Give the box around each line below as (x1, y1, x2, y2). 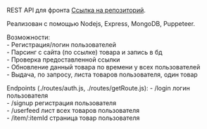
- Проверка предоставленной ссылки (6, 55, 120, 64)
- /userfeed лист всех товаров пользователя (6, 107, 140, 114)
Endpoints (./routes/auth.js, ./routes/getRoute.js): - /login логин (6, 84, 191, 92)
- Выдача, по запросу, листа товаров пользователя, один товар (6, 70, 198, 79)
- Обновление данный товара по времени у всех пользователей (6, 63, 201, 71)
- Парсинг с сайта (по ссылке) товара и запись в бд (6, 48, 163, 56)
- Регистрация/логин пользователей (6, 41, 117, 48)
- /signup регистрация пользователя (6, 99, 117, 107)
